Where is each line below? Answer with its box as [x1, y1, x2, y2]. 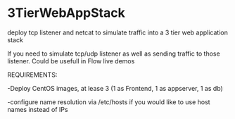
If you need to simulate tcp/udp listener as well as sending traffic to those [7, 49, 220, 58]
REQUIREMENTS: [7, 70, 58, 79]
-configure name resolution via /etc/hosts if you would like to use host [7, 97, 210, 106]
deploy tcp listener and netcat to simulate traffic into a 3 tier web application [7, 28, 229, 37]
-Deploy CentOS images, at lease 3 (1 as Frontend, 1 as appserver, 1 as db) [7, 84, 223, 92]
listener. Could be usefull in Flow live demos [7, 56, 135, 65]
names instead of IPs [7, 105, 68, 113]
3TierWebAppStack [7, 5, 125, 21]
